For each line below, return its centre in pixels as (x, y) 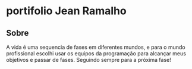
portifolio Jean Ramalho (66, 11)
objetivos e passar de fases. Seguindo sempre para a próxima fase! (89, 60)
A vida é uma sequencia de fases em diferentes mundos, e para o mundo (96, 47)
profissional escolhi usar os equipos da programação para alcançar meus (96, 54)
